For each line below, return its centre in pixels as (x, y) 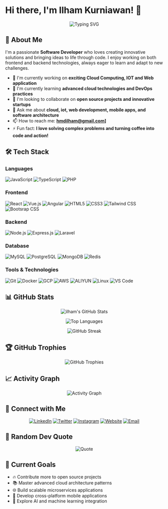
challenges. (17, 68)
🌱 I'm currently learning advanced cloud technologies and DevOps (82, 88)
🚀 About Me (24, 40)
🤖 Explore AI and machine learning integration (60, 501)
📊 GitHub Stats (30, 297)
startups (22, 104)
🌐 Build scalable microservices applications (58, 490)
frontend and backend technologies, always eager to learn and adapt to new (84, 63)
